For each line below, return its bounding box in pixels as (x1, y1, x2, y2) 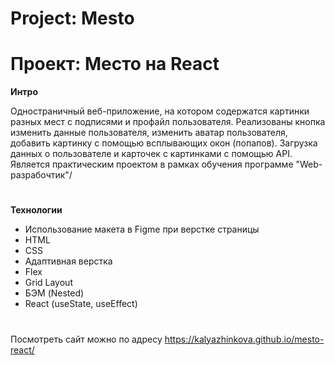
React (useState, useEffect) (24, 298, 138, 310)
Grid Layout (24, 277, 73, 289)
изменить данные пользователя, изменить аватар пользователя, (10, 127, 288, 139)
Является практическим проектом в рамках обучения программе (10, 158, 294, 171)
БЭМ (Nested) (24, 287, 85, 299)
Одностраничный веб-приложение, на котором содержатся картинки (10, 105, 310, 117)
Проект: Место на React (10, 53, 220, 76)
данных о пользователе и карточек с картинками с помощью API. (10, 148, 293, 160)
